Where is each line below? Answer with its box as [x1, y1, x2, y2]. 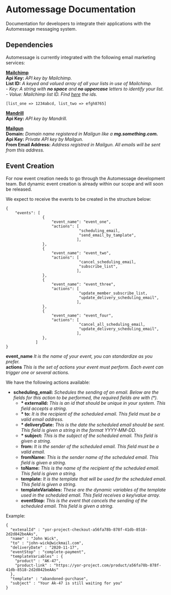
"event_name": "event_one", [51, 219, 111, 224]
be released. [6, 186, 32, 192]
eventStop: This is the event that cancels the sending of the [20, 497, 148, 503]
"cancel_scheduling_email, [79, 259, 137, 265]
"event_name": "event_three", [51, 281, 116, 287]
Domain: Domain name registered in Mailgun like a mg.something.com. [6, 131, 158, 137]
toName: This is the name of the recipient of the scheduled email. [20, 465, 160, 471]
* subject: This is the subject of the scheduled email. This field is [20, 432, 158, 438]
